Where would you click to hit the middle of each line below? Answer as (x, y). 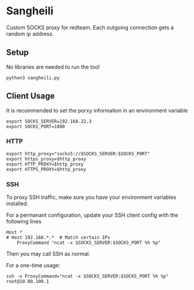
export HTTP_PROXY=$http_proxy (45, 164)
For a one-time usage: (33, 266)
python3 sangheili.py (33, 78)
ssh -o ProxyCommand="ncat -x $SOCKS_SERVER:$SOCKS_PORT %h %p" (87, 276)
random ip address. (30, 33)
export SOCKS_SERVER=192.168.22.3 (49, 121)
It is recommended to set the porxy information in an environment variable (97, 110)
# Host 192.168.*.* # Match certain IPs (58, 238)
